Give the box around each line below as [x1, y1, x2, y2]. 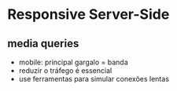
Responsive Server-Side [7, 5, 170, 24]
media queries [7, 37, 79, 50]
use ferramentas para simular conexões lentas [18, 75, 170, 83]
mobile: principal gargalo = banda [18, 57, 129, 67]
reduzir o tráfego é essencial [18, 66, 112, 75]
